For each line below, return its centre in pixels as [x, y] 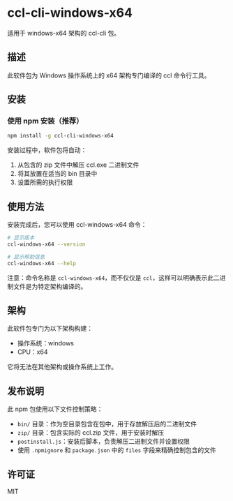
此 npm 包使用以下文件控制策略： [55, 409]
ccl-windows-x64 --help [42, 263]
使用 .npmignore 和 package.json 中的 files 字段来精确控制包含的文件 [116, 450]
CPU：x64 [32, 352]
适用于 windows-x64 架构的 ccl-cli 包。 [64, 33]
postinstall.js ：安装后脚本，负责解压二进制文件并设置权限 [104, 442]
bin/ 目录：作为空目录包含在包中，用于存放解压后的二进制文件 [107, 424]
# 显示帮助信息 [26, 257]
